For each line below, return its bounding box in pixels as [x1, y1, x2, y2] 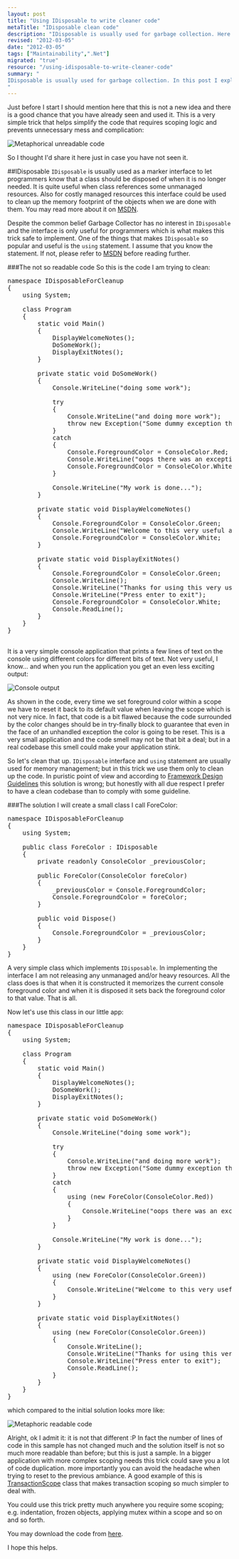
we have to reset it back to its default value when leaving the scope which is [7, 705, 231, 714]
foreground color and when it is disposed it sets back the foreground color [7, 986, 225, 995]
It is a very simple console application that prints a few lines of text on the [7, 647, 223, 656]
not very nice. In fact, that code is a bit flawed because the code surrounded [7, 713, 232, 721]
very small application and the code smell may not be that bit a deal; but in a [7, 736, 231, 744]
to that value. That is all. [7, 994, 78, 1002]
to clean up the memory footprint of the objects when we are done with [7, 198, 217, 206]
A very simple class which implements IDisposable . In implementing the [7, 964, 218, 973]
